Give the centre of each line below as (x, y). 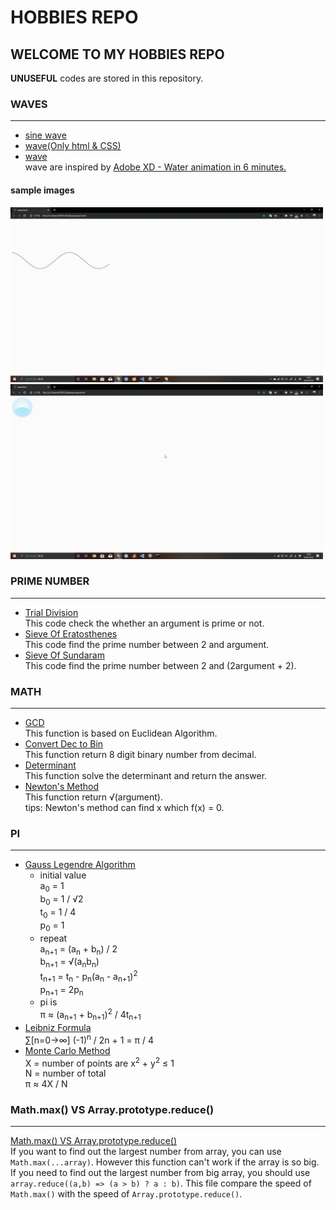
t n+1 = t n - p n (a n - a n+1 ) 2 (88, 977)
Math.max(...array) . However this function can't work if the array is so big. (165, 1162)
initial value (63, 875)
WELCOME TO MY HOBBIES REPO (117, 54)
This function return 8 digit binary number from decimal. (140, 755)
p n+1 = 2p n (61, 990)
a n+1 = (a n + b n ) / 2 (78, 949)
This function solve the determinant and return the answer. (146, 776)
